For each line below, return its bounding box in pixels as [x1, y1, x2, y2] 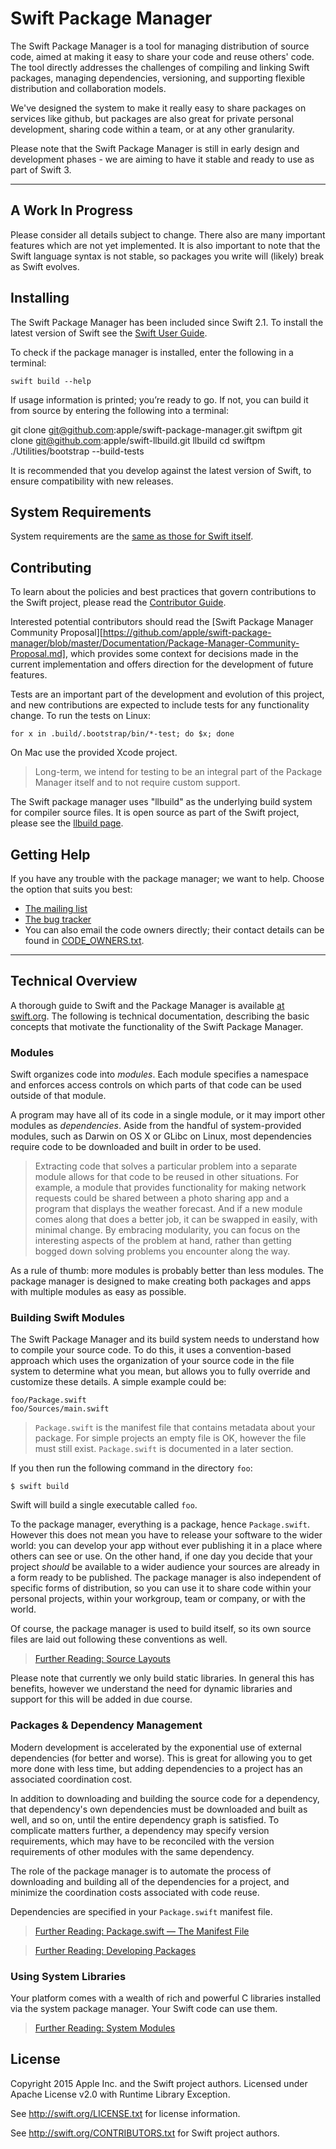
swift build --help [10, 376, 92, 386]
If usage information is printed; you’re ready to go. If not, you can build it [10, 393, 309, 406]
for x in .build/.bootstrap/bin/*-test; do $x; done [10, 729, 235, 739]
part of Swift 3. [10, 163, 72, 176]
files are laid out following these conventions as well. [10, 1633, 228, 1646]
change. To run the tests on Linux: [10, 710, 152, 722]
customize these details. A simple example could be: [10, 1376, 227, 1388]
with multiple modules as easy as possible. [10, 1286, 187, 1298]
